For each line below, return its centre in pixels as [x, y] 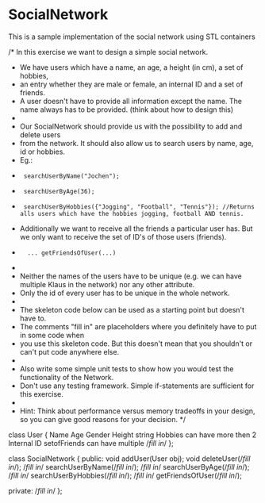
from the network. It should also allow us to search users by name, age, [136, 143]
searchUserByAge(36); [59, 191]
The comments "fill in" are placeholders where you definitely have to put [138, 326]
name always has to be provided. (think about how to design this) [127, 109]
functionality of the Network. [67, 377]
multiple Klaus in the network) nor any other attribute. [107, 284]
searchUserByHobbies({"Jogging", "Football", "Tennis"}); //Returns [139, 207]
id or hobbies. [42, 152]
